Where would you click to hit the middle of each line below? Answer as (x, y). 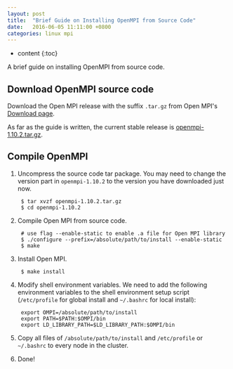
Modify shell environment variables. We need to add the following (112, 285)
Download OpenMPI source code (81, 89)
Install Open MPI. (42, 259)
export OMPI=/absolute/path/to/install (79, 312)
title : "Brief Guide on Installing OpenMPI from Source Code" (102, 20)
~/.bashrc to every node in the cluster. (73, 345)
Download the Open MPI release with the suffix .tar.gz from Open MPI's (112, 106)
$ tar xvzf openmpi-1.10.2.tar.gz (71, 201)
